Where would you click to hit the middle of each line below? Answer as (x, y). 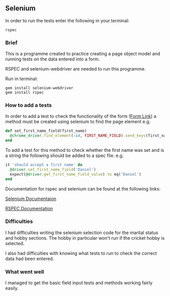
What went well (25, 272)
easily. (12, 288)
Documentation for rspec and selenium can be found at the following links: (83, 189)
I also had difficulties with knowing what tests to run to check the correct (81, 253)
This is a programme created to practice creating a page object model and (83, 54)
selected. (15, 243)
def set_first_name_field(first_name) (46, 131)
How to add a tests (29, 105)
